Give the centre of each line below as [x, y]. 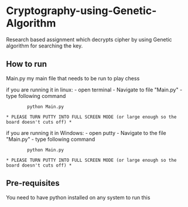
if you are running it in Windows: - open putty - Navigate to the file [86, 133]
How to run [27, 64]
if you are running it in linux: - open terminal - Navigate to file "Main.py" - [94, 90]
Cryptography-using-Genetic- [81, 11]
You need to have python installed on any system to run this [78, 197]
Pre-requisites [33, 183]
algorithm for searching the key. [45, 46]
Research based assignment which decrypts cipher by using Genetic [89, 39]
